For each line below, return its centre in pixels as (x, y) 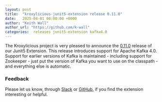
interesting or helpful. (26, 94)
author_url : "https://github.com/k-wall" (48, 28)
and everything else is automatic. (38, 66)
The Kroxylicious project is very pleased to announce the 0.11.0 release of (78, 46)
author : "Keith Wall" (27, 23)
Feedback (17, 79)
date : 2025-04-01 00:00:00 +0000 (41, 18)
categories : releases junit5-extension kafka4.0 (56, 32)
